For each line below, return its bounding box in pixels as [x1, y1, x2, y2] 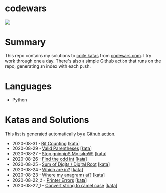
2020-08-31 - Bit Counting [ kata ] [12, 140, 80, 146]
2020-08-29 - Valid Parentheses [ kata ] [12, 145, 92, 151]
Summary [5, 37, 46, 48]
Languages [5, 81, 52, 92]
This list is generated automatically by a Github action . [5, 131, 116, 137]
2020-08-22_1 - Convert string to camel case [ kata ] [12, 182, 118, 188]
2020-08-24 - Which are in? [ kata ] [12, 166, 83, 172]
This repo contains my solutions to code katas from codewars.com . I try [5, 52, 152, 58]
